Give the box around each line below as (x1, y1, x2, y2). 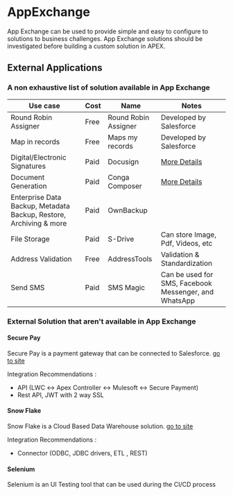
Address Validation (10, 254, 72, 264)
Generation (10, 181, 47, 191)
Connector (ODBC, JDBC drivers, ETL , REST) (17, 448, 148, 457)
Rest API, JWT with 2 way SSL (17, 390, 104, 399)
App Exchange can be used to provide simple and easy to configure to (7, 27, 209, 35)
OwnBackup (107, 205, 148, 215)
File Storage (10, 234, 50, 244)
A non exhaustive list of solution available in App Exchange (7, 83, 210, 92)
